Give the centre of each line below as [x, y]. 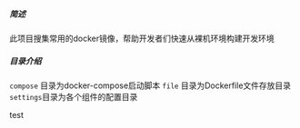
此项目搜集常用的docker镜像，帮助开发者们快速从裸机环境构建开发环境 [142, 38]
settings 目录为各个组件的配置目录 [74, 96]
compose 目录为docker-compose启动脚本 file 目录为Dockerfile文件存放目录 [150, 85]
